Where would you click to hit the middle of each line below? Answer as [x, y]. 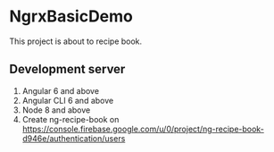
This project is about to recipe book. [76, 41]
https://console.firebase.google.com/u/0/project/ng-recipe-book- [143, 129]
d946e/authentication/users [74, 138]
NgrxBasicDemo [71, 17]
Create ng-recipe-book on [71, 119]
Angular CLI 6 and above [68, 100]
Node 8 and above [56, 110]
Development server [67, 69]
